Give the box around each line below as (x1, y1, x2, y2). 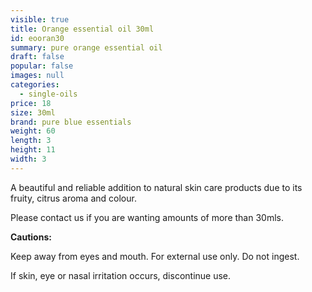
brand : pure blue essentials (10, 117, 132, 127)
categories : (10, 80, 60, 90)
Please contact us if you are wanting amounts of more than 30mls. (10, 211, 284, 223)
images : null (10, 71, 65, 81)
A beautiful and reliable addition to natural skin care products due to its (10, 181, 303, 193)
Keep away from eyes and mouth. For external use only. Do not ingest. (10, 250, 300, 262)
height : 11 (10, 145, 56, 155)
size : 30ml (10, 107, 56, 118)
